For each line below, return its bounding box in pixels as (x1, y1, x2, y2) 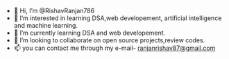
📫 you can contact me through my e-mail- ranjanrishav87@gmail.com (13, 44, 216, 52)
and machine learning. (13, 22, 78, 29)
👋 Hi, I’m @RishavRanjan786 (13, 7, 95, 15)
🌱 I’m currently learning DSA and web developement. (13, 28, 166, 37)
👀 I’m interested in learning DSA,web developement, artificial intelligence (13, 14, 222, 22)
